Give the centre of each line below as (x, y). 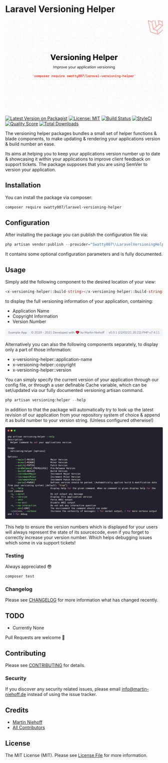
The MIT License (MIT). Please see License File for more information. (76, 755)
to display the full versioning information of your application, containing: (79, 301)
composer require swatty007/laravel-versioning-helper (63, 207)
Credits (17, 710)
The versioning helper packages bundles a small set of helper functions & (81, 133)
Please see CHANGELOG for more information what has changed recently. (82, 600)
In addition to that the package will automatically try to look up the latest (79, 410)
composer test (20, 576)
